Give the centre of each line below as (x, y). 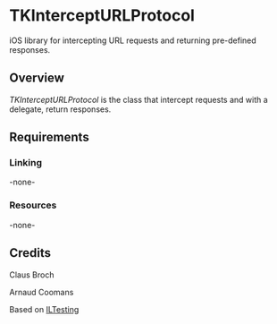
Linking (26, 163)
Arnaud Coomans (42, 292)
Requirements (49, 137)
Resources (33, 205)
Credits (30, 253)
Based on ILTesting (44, 309)
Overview (37, 78)
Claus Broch (32, 275)
